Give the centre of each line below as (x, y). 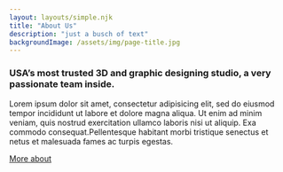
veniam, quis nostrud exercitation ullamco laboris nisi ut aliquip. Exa (133, 122)
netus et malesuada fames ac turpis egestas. (91, 141)
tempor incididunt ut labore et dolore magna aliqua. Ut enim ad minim (136, 113)
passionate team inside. (62, 84)
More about (30, 158)
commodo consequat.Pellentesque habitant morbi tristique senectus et (139, 132)
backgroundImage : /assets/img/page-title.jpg (94, 42)
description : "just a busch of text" (79, 34)
